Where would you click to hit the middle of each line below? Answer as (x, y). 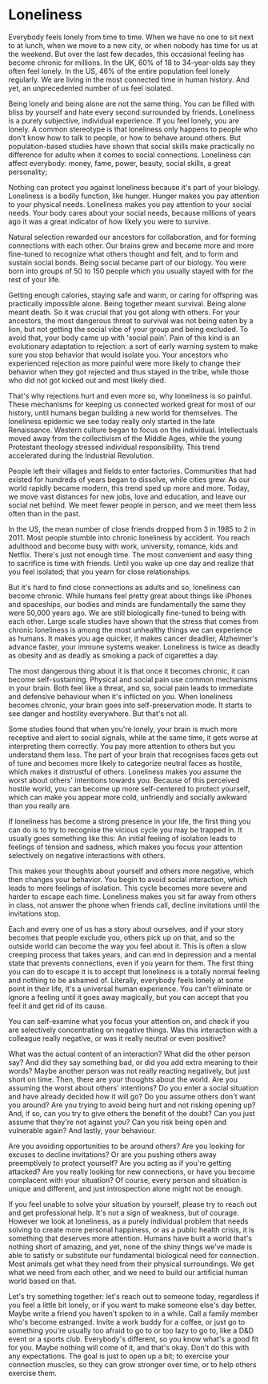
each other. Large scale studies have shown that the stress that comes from (133, 621)
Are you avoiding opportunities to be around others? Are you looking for (127, 1146)
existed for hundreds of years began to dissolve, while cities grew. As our (129, 480)
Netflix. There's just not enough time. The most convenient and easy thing (130, 554)
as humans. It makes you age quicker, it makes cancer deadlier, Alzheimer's (133, 638)
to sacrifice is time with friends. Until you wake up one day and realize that (131, 563)
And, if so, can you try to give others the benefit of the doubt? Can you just (132, 1113)
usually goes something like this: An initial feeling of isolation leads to (122, 838)
